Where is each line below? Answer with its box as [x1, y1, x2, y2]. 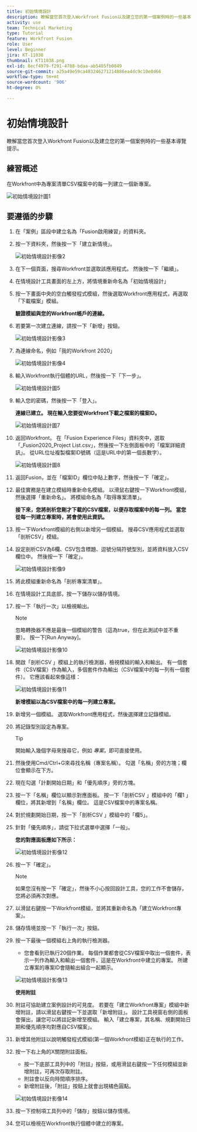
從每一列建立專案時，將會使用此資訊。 [15, 514, 108, 521]
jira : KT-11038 [6, 52, 44, 58]
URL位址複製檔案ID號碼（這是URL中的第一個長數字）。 [34, 449, 165, 456]
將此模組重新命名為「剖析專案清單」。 [15, 578, 105, 585]
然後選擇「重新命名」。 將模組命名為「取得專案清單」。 [15, 494, 145, 501]
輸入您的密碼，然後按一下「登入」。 [15, 397, 100, 404]
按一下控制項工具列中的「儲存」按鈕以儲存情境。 [15, 1107, 133, 1114]
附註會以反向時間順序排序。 [23, 1075, 91, 1082]
